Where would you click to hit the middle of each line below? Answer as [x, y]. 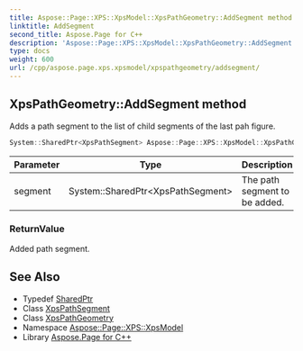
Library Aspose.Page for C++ [77, 337]
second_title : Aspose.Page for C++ [76, 34]
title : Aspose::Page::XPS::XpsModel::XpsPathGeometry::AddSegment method [151, 18]
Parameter [37, 165]
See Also [35, 277]
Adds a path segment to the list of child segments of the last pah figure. [142, 126]
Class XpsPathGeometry [68, 318]
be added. [263, 202]
